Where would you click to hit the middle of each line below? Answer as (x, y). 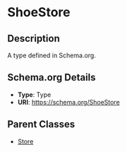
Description (34, 39)
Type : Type (34, 94)
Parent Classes (41, 124)
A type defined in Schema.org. (52, 55)
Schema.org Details (52, 77)
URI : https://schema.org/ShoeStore (68, 102)
